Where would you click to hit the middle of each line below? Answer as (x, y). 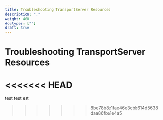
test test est (17, 98)
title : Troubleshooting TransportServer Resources (58, 10)
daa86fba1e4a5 (106, 113)
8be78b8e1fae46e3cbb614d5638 (124, 108)
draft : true (17, 28)
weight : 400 (17, 19)
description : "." (23, 14)
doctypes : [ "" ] (21, 23)
